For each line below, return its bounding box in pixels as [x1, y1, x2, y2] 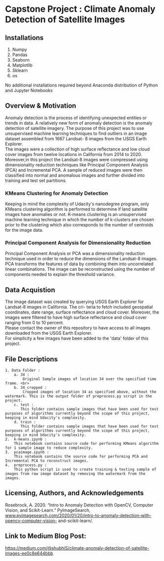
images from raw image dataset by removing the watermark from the [5, 471, 146, 476]
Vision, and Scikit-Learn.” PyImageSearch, [5, 507, 91, 513]
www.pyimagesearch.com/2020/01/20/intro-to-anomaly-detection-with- [5, 512, 152, 518]
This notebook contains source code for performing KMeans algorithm [14, 441, 159, 446]
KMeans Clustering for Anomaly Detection [5, 189, 108, 196]
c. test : [14, 403, 34, 407]
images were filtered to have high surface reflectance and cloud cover [5, 314, 147, 320]
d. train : [14, 420, 36, 425]
